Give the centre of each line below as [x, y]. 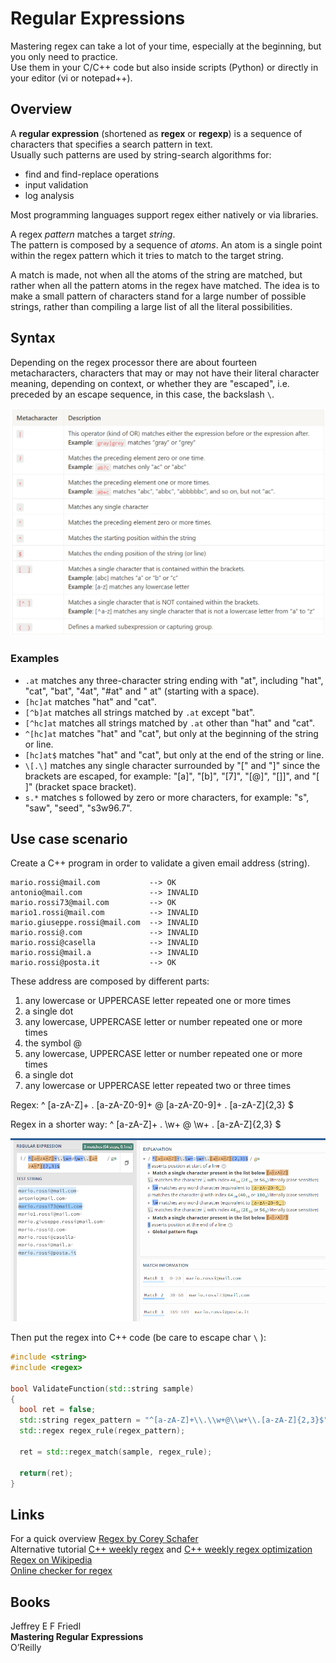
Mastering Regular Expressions [77, 1637]
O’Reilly [26, 1648]
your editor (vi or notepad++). [71, 78]
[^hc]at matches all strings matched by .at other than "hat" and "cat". [169, 723]
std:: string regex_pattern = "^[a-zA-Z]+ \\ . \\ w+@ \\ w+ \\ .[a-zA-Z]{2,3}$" [174, 1420]
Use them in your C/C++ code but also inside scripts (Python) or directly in [164, 67]
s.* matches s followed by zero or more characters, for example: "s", [167, 797]
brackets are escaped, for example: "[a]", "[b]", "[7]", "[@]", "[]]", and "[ [172, 776]
